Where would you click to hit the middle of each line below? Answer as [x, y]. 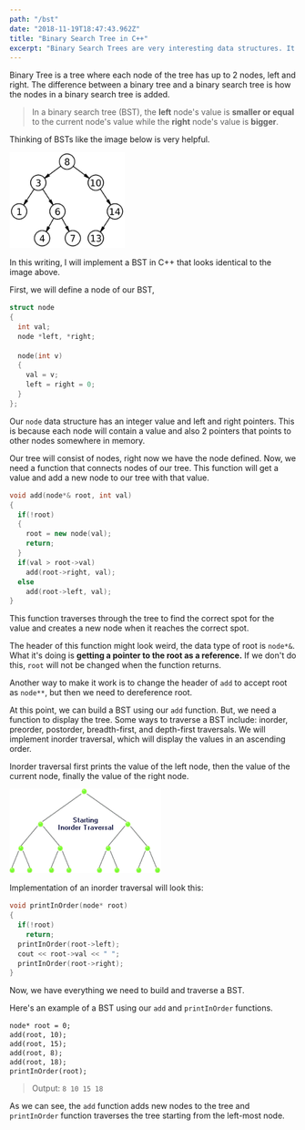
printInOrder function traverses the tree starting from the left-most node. [147, 1115]
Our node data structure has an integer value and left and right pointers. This [152, 421]
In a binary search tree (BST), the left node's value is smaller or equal [163, 112]
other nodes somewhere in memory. [77, 440]
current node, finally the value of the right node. [99, 776]
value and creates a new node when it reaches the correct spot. [129, 628]
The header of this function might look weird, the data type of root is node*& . [152, 646]
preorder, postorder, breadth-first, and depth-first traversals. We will [137, 730]
